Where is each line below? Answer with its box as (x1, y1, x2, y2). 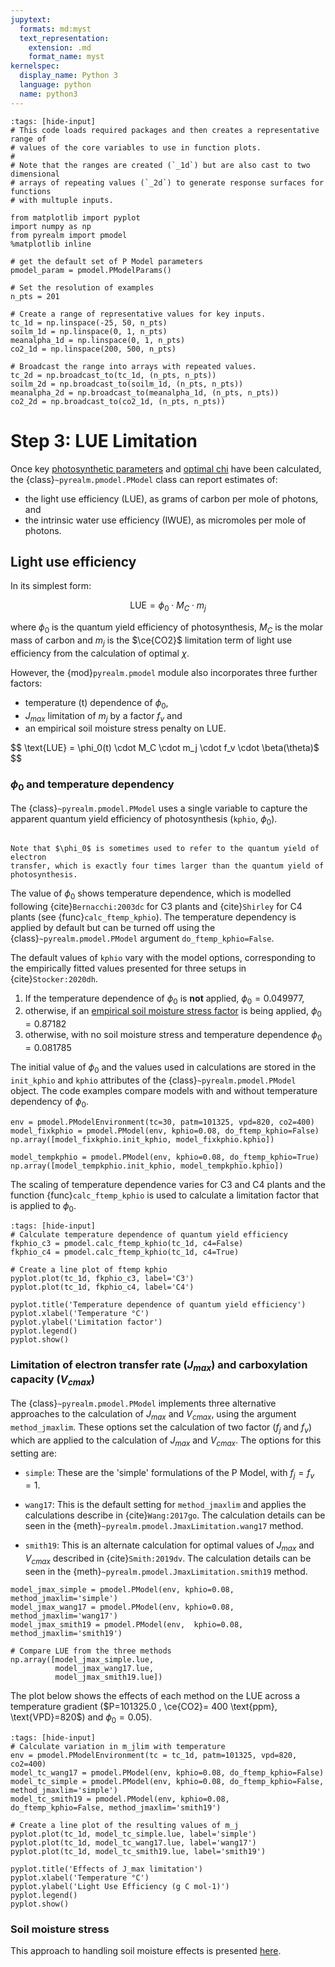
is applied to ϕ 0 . (10, 1199, 77, 1214)
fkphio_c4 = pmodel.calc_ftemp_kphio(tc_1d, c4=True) (10, 1247, 240, 1258)
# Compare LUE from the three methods (10, 1646, 172, 1656)
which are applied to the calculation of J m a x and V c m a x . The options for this (10, 1434, 322, 1448)
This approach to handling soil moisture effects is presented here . (10, 1945, 282, 1956)
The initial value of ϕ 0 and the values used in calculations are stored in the (10, 1061, 317, 1075)
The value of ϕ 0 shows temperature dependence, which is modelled (10, 887, 292, 901)
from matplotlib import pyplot (10, 212, 141, 223)
